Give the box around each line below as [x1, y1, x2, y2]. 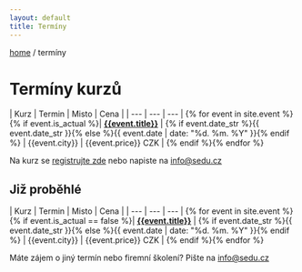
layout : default [9, 13, 71, 23]
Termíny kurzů [9, 78, 122, 99]
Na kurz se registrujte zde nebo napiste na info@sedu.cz [9, 156, 223, 166]
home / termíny [9, 46, 66, 57]
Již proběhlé [9, 181, 82, 196]
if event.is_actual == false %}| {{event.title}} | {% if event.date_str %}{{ [22, 216, 293, 227]
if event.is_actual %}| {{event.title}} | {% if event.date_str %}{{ [22, 118, 259, 129]
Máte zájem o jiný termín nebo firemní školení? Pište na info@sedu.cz [9, 252, 270, 264]
